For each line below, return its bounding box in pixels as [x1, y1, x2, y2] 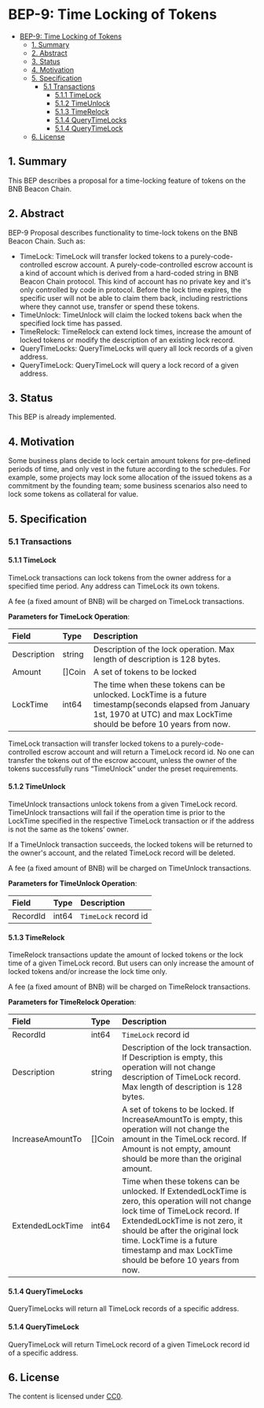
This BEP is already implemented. [8, 412, 116, 422]
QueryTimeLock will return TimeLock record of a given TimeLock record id [8, 1339, 250, 1349]
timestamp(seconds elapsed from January [93, 698, 251, 710]
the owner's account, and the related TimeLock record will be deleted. [8, 848, 236, 858]
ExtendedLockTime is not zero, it [121, 1215, 243, 1226]
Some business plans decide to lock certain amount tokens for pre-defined [8, 456, 251, 465]
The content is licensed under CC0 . [8, 1391, 123, 1401]
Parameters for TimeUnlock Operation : [8, 878, 137, 887]
